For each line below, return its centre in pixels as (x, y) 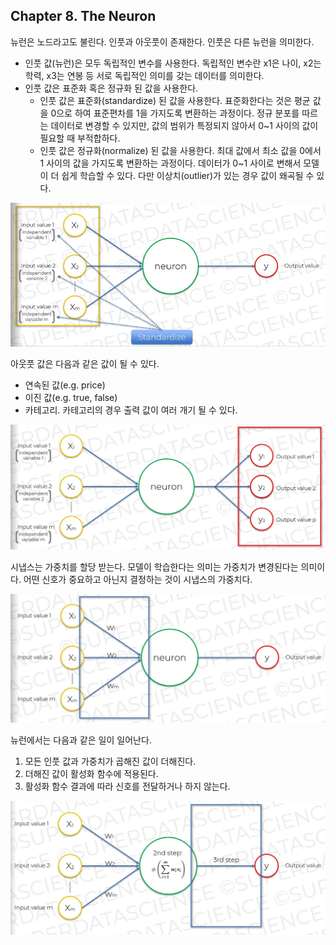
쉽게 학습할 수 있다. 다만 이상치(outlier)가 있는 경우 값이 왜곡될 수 (188, 175)
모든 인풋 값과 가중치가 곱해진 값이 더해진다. (110, 761)
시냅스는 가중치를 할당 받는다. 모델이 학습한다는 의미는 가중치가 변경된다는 (154, 567)
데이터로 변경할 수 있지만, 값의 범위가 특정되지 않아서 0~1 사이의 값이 (184, 125)
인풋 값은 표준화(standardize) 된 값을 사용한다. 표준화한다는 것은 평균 (175, 100)
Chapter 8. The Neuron (83, 16)
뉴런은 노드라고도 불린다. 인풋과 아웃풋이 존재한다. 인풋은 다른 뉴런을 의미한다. (162, 41)
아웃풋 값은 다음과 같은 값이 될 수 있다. (85, 363)
